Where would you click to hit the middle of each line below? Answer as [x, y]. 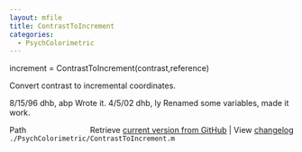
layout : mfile [36, 18]
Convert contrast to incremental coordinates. [92, 85]
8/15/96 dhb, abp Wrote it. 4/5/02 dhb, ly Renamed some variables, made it [149, 103]
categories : [32, 34]
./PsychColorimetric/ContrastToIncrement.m [92, 139]
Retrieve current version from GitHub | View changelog [192, 130]
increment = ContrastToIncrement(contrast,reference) [110, 68]
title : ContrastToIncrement [62, 26]
